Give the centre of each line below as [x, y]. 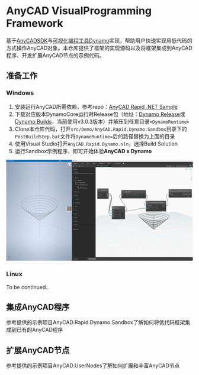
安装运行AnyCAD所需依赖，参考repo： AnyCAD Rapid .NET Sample [96, 106]
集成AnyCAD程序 [38, 307]
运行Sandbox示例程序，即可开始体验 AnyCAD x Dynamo [83, 151]
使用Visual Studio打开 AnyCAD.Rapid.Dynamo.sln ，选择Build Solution [96, 144]
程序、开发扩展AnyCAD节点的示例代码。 [55, 55]
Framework [35, 23]
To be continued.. [28, 287]
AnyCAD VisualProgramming [79, 11]
